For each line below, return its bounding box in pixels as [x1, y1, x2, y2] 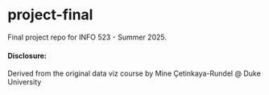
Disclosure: [7, 51, 48, 60]
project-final [7, 6, 93, 24]
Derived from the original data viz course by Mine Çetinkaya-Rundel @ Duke [7, 68, 261, 78]
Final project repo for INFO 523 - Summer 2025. [7, 32, 167, 42]
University [7, 77, 42, 87]
